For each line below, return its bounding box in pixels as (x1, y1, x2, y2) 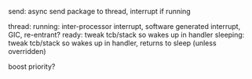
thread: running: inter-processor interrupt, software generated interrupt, (8, 22, 241, 31)
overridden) (8, 47, 46, 56)
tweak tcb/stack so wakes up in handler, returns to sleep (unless (8, 38, 217, 48)
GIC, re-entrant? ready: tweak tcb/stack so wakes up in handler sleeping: (8, 31, 245, 39)
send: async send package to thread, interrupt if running (8, 7, 191, 16)
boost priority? (8, 62, 56, 71)
